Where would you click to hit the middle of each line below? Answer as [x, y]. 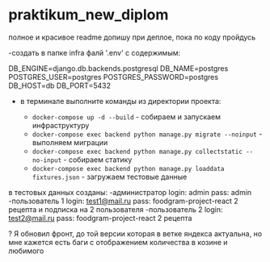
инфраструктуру [61, 125]
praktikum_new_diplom [89, 15]
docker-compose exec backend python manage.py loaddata [128, 168]
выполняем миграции [70, 142]
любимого [26, 251]
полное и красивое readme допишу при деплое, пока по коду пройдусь [132, 37]
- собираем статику [98, 160]
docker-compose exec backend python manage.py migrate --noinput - [147, 134]
